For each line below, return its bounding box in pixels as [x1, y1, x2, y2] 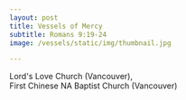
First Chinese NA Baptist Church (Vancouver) [9, 80, 178, 91]
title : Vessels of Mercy [9, 22, 103, 31]
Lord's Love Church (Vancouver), [9, 71, 134, 82]
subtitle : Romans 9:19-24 [9, 30, 107, 39]
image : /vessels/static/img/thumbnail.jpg [9, 38, 172, 48]
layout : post [9, 13, 59, 23]
